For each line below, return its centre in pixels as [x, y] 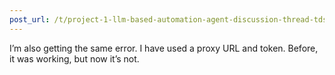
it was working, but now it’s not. [74, 58]
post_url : [30, 19]
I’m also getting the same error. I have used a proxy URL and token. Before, [164, 48]
